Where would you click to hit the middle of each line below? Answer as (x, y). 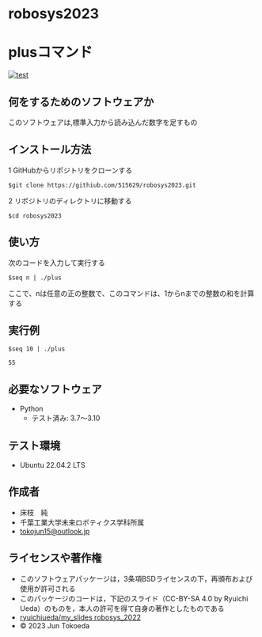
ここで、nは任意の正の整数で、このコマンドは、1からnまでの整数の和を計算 (131, 293)
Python (31, 409)
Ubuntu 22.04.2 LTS (52, 465)
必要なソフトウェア (55, 389)
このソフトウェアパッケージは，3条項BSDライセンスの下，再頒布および (136, 578)
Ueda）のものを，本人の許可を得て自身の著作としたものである (122, 608)
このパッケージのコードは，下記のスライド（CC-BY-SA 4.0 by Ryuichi (134, 598)
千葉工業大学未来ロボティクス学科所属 (82, 522)
